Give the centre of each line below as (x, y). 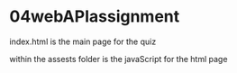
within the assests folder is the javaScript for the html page (118, 59)
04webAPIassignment (95, 17)
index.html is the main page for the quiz (83, 41)
